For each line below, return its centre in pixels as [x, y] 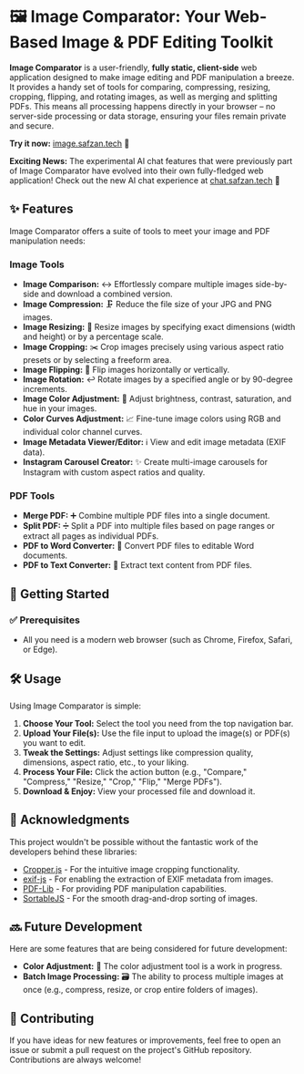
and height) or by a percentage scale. [93, 336]
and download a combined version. [106, 294]
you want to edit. [54, 742]
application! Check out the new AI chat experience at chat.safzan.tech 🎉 [145, 180]
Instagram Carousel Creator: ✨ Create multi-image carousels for [145, 462]
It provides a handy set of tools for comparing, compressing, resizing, [140, 87]
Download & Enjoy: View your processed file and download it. [139, 791]
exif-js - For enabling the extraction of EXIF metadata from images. [148, 879]
